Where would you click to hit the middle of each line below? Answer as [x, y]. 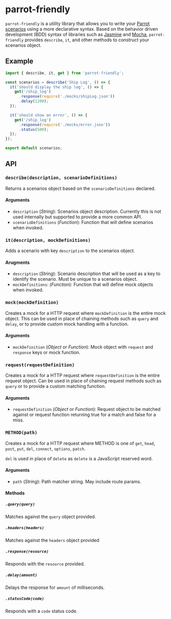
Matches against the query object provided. [51, 517]
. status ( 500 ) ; [34, 129]
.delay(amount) [21, 575]
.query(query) [20, 504]
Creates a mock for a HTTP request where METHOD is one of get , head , [80, 443]
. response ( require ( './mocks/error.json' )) [64, 125]
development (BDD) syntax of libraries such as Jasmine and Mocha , [77, 34]
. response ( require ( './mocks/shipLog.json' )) [67, 96]
